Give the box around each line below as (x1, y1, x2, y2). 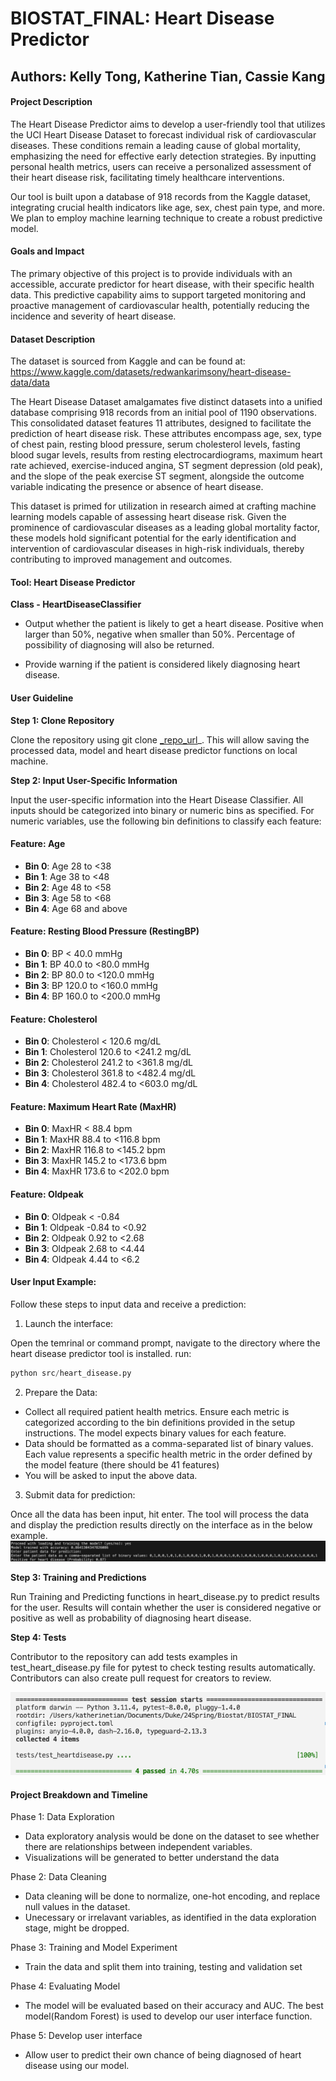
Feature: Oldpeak (10, 1188, 84, 1200)
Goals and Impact (10, 245, 85, 257)
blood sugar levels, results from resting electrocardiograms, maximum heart (10, 449, 323, 461)
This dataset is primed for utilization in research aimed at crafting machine (10, 500, 317, 512)
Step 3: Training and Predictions (10, 1572, 147, 1584)
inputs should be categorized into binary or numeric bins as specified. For (10, 804, 315, 816)
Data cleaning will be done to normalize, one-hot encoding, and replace (24, 1890, 321, 1902)
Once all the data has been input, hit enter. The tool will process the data (10, 1508, 310, 1520)
